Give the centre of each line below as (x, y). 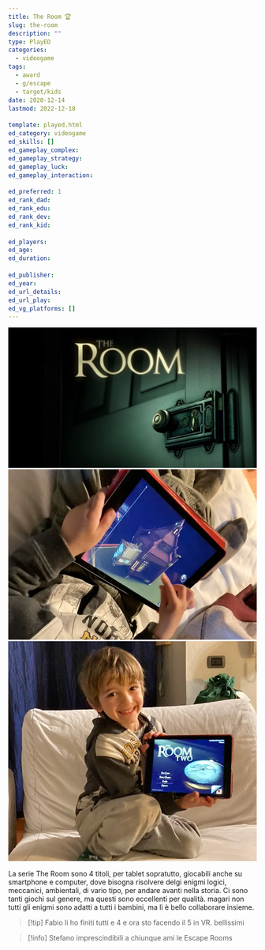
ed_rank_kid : (30, 225)
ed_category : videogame (47, 134)
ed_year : (22, 283)
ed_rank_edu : (30, 209)
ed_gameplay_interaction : (50, 175)
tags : (17, 67)
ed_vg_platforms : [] (42, 308)
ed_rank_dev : (30, 217)
